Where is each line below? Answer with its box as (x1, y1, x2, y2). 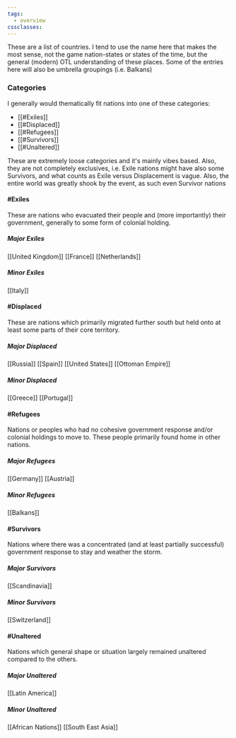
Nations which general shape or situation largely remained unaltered (7, 648, 206, 656)
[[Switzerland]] (7, 616, 52, 624)
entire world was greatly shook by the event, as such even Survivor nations (7, 179, 226, 187)
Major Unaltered (7, 672, 57, 680)
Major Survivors (7, 564, 57, 572)
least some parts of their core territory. (7, 326, 120, 334)
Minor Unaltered (7, 706, 57, 713)
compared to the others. (7, 655, 78, 664)
